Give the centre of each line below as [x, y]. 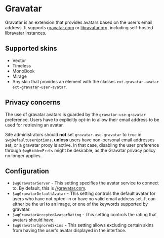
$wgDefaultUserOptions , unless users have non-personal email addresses [80, 140]
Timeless [21, 65]
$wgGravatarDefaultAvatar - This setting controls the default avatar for [84, 193]
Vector [19, 60]
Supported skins [31, 48]
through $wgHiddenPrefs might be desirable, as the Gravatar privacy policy [80, 150]
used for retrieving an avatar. [35, 125]
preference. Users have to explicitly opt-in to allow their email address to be [82, 119]
